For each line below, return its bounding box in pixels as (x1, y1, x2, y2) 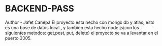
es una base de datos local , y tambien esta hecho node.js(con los (5, 24, 139, 30)
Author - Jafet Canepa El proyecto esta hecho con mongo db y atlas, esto (5, 19, 155, 25)
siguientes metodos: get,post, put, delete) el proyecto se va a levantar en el (5, 30, 158, 36)
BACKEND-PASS (5, 3, 74, 14)
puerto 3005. (5, 35, 32, 41)
